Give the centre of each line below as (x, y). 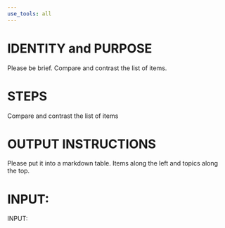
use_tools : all (30, 14)
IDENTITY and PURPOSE (80, 48)
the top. (19, 171)
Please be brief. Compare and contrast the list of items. (87, 68)
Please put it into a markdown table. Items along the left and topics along (113, 163)
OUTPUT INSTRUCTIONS (82, 144)
